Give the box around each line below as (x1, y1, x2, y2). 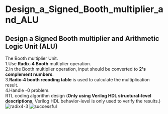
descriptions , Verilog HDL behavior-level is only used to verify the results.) (5, 98, 161, 104)
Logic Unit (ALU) (5, 42, 58, 51)
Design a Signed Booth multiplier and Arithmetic (5, 34, 159, 43)
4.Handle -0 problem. (5, 87, 50, 93)
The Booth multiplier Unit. (5, 55, 58, 61)
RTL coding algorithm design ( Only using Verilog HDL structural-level (5, 93, 152, 98)
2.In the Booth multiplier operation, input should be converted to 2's (5, 66, 146, 72)
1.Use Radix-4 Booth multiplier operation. (5, 61, 92, 66)
